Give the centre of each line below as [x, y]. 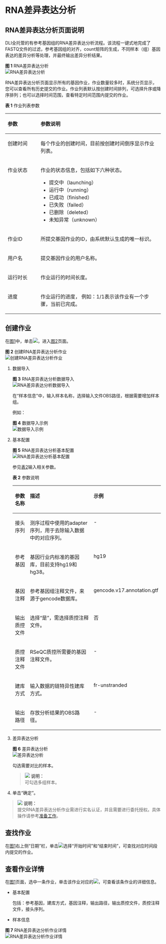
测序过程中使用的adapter [59, 523]
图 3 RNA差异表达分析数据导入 [43, 379]
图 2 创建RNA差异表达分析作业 [36, 351]
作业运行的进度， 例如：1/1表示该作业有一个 [92, 297]
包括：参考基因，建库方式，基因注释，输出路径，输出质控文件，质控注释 [86, 903]
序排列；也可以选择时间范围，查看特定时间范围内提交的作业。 [68, 95]
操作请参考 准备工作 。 [39, 816]
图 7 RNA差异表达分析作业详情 [36, 930]
